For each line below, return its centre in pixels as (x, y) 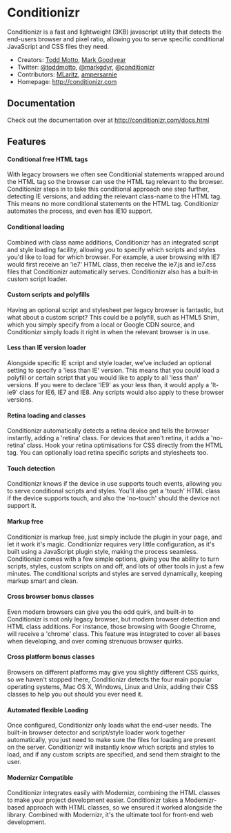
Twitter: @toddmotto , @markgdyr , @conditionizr (86, 67)
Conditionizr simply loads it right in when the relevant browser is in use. (109, 331)
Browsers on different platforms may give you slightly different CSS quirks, (113, 672)
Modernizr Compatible (40, 777)
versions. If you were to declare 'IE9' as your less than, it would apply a (108, 384)
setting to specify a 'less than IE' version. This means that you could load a (113, 370)
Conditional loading (36, 227)
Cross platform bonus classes (51, 657)
